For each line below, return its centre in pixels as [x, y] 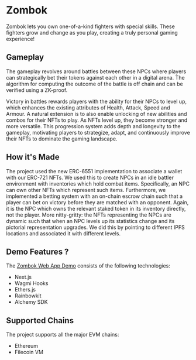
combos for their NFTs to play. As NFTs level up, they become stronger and [97, 120]
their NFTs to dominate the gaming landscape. [62, 139]
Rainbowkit [28, 296]
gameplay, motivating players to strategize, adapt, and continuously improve [98, 132]
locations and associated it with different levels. [63, 233]
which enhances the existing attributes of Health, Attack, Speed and [88, 107]
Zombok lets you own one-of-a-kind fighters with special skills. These [91, 26]
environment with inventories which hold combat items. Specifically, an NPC [98, 184]
